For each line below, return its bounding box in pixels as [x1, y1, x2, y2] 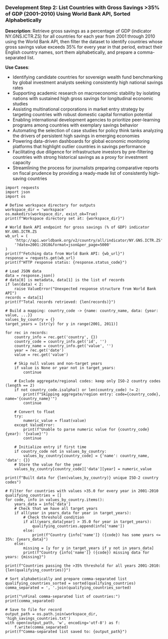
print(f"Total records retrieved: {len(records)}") [5, 299, 116, 305]
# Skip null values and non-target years [14, 361, 102, 366]
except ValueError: [14, 422, 55, 428]
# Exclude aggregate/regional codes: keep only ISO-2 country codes [14, 379, 161, 384]
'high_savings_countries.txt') [5, 616, 71, 621]
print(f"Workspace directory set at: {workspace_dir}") [5, 216, 125, 221]
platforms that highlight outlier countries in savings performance [12, 144, 146, 150]
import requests [5, 185, 39, 190]
